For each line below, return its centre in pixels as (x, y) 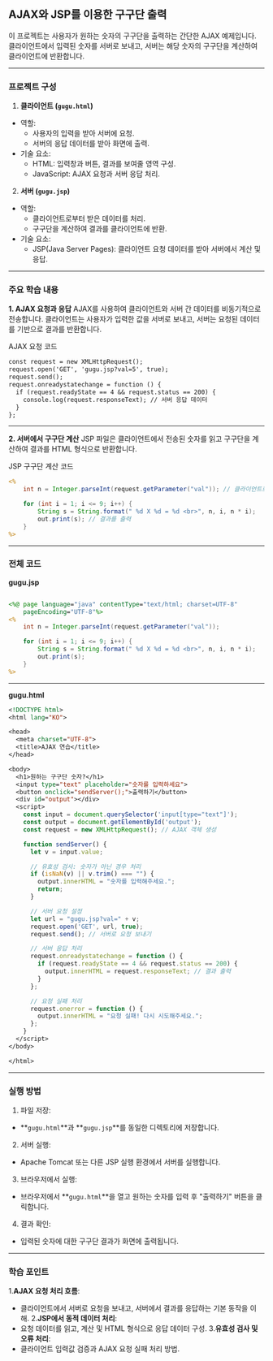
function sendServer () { (65, 844)
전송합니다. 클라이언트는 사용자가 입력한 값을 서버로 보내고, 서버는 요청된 (123, 319)
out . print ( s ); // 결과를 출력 (84, 519)
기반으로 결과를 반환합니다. (59, 329)
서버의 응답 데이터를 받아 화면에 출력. (91, 144)
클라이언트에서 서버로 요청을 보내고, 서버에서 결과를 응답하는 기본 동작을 (134, 1308)
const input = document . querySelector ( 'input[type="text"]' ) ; (130, 814)
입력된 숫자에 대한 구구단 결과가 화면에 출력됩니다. (99, 1241)
